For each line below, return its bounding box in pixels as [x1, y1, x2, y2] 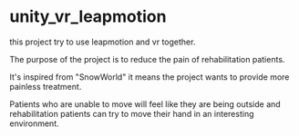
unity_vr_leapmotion [9, 6, 167, 27]
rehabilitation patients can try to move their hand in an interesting [9, 108, 254, 119]
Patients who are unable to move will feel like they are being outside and [9, 98, 281, 110]
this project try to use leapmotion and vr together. [9, 36, 196, 47]
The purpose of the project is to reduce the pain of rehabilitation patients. [9, 53, 285, 64]
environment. [9, 118, 59, 129]
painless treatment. [9, 81, 82, 92]
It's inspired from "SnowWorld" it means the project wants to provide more [9, 71, 290, 83]
